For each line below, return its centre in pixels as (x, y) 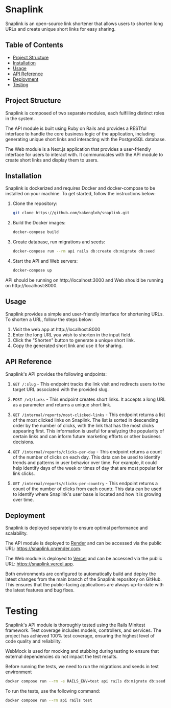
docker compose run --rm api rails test (49, 701)
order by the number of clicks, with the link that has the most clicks (83, 425)
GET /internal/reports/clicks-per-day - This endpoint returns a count (87, 451)
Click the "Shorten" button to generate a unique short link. (74, 340)
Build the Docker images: (39, 223)
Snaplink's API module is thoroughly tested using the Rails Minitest (75, 625)
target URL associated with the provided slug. (60, 389)
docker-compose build (35, 232)
